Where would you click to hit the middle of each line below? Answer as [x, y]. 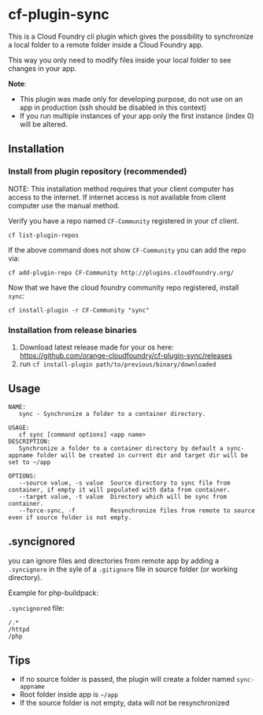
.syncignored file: [37, 608]
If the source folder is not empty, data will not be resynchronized [124, 703]
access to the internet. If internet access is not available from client [117, 197]
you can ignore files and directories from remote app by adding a [113, 560]
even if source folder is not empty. [70, 517]
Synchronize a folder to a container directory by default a [121, 448]
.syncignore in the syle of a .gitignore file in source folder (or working [123, 569]
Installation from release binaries [73, 330]
